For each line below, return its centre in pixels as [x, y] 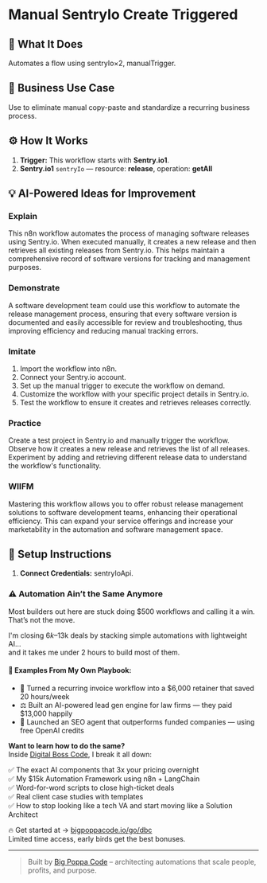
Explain [23, 216]
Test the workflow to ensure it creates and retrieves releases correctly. [135, 402]
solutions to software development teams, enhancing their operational [123, 512]
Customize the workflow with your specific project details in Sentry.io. [134, 394]
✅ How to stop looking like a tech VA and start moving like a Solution [120, 805]
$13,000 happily [46, 713]
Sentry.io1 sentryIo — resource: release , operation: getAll [116, 168]
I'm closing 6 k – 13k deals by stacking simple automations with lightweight [128, 635]
